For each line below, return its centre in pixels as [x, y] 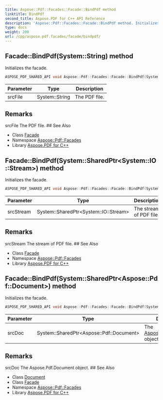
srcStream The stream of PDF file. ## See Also [52, 243]
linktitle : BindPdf [25, 14]
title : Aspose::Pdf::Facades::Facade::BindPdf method [61, 9]
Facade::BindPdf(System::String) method [69, 56]
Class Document [29, 377]
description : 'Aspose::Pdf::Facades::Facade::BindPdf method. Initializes [82, 23]
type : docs [16, 28]
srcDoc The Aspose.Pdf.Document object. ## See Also [60, 368]
